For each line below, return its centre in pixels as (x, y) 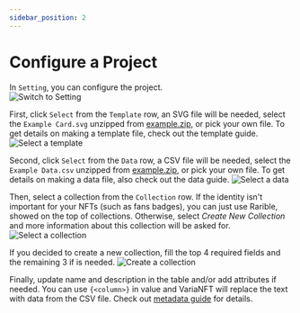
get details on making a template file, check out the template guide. (134, 133)
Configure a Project (84, 62)
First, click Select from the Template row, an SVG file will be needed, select (147, 114)
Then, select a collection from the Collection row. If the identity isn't (136, 197)
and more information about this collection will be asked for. (120, 225)
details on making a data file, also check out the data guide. (119, 179)
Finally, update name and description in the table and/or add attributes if (143, 279)
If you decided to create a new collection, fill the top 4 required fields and (145, 252)
